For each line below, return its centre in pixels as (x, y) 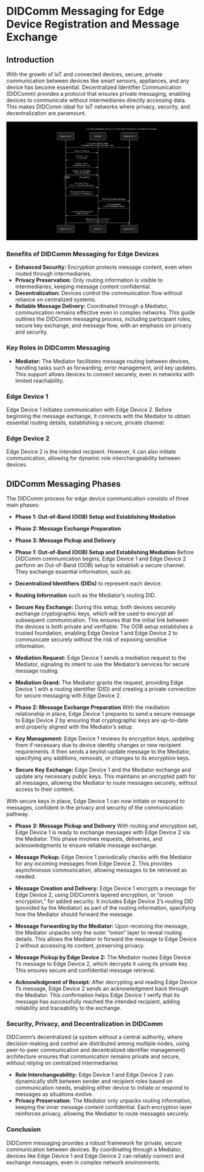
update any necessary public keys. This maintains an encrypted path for (105, 776)
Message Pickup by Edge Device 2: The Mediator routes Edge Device (103, 957)
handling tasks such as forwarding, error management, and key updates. (106, 368)
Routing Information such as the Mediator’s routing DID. (86, 595)
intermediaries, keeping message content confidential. (83, 287)
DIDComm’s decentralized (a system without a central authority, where (95, 1037)
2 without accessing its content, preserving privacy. (80, 946)
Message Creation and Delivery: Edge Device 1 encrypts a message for (105, 888)
